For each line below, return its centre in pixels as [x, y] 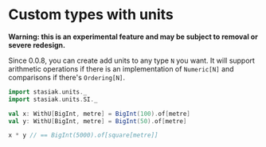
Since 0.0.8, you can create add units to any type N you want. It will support [131, 60]
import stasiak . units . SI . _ [53, 99]
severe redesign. [37, 44]
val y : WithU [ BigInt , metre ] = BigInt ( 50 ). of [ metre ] [98, 121]
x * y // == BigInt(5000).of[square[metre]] [83, 135]
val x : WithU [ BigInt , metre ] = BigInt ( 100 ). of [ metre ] [100, 114]
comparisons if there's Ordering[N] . [67, 77]
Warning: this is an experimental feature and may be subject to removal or [133, 37]
